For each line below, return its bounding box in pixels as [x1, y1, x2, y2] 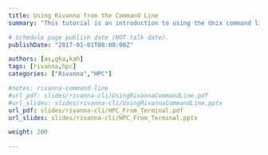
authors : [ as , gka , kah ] [8, 55, 84, 64]
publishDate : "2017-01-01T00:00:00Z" [8, 41, 134, 48]
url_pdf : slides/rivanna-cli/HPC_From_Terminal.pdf [8, 107, 183, 114]
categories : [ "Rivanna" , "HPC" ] [8, 70, 112, 78]
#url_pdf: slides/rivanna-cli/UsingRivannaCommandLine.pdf [8, 91, 209, 99]
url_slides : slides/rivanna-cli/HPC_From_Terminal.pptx [8, 114, 198, 122]
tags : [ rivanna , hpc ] [8, 63, 77, 71]
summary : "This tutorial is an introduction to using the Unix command [8, 19, 251, 27]
